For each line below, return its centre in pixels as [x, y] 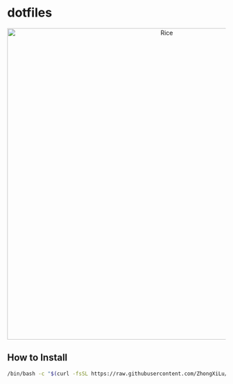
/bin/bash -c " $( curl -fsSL [48, 374]
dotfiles [30, 13]
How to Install [37, 358]
